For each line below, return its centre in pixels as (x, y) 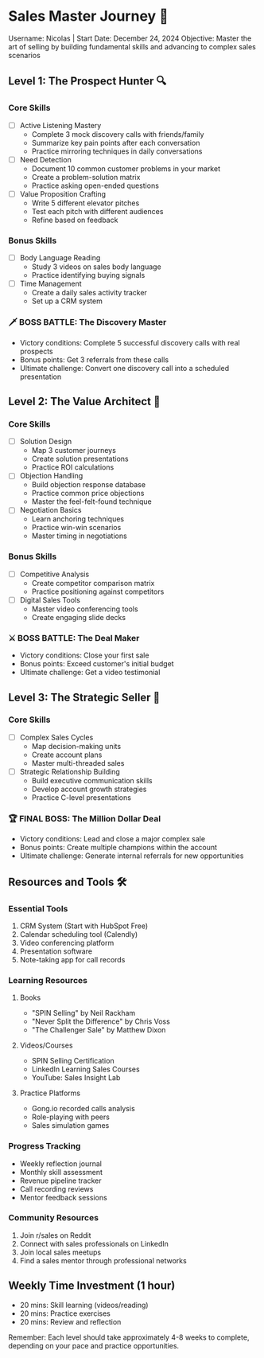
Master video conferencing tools (85, 609)
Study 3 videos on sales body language (96, 267)
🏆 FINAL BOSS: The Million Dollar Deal (85, 818)
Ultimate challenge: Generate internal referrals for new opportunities (132, 856)
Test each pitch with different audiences (97, 211)
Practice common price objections (88, 494)
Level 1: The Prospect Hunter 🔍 (87, 82)
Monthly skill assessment (61, 1172)
